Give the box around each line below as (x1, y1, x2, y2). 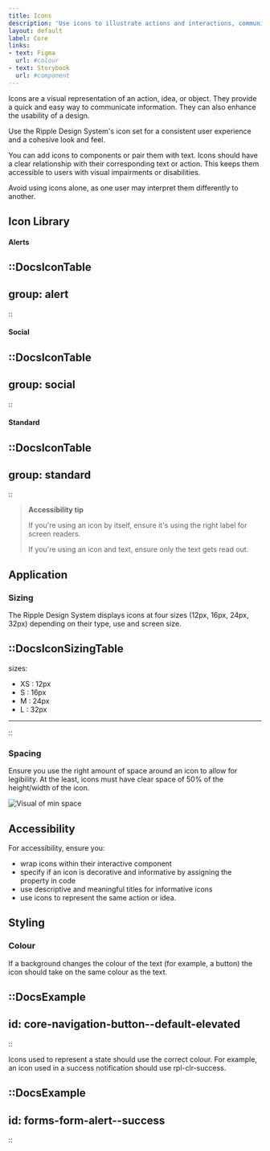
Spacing (8, 748, 42, 759)
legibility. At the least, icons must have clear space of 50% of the (8, 774, 223, 784)
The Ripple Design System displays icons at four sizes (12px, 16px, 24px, (8, 610, 249, 620)
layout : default (8, 27, 63, 35)
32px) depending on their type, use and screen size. (8, 619, 182, 629)
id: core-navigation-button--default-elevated (8, 1018, 241, 1031)
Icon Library (8, 214, 70, 229)
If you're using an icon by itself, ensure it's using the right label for (27, 520, 247, 530)
